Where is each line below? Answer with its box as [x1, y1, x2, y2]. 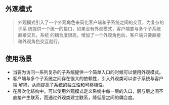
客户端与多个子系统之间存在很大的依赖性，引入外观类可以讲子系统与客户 [12, 75, 163, 81]
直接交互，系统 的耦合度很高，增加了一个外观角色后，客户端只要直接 [17, 32, 161, 38]
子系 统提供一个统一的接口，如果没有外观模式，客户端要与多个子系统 [17, 25, 161, 31]
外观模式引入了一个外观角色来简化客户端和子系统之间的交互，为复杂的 [17, 19, 164, 25]
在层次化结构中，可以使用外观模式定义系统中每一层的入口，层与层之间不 [12, 88, 163, 94]
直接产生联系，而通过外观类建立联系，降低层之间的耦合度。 [12, 94, 137, 100]
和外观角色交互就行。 [17, 38, 62, 44]
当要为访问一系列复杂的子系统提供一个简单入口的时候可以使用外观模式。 [12, 69, 163, 75]
